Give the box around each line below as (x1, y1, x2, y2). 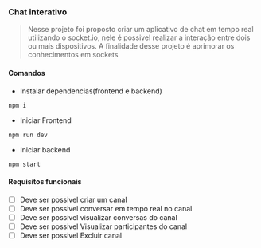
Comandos (8, 68, 45, 77)
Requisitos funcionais (8, 177, 82, 187)
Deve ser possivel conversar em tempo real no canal (19, 203, 193, 213)
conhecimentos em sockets (27, 50, 119, 60)
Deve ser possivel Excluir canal (19, 230, 122, 240)
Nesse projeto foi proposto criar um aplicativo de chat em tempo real (27, 25, 254, 34)
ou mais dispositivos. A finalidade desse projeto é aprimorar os (27, 41, 235, 51)
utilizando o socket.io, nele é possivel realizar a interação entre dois (27, 33, 251, 42)
